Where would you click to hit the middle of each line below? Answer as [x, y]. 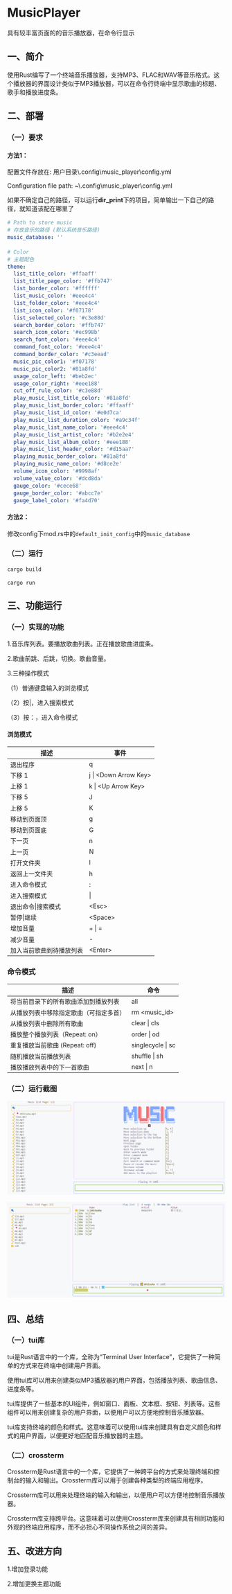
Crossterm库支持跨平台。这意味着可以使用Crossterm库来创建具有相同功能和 [116, 1518]
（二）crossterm [36, 1455]
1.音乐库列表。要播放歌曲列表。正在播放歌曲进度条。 [82, 644]
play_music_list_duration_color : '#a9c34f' [77, 420]
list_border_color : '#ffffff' [57, 289]
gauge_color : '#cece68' [47, 486]
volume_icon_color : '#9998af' [57, 471]
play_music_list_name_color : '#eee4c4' [71, 427]
